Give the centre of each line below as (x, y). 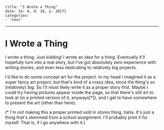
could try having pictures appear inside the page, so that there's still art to (79, 92)
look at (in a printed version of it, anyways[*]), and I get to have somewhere (81, 97)
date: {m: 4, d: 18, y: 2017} (36, 11)
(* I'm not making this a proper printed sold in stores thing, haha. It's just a (80, 112)
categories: (17, 16)
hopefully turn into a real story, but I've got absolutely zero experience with (81, 62)
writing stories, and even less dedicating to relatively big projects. (71, 67)
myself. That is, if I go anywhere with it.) (45, 122)
